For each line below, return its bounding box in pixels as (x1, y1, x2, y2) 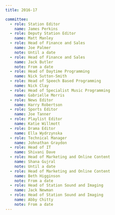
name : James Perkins (14, 26, 58, 31)
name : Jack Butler (14, 59, 53, 64)
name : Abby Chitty (14, 197, 53, 202)
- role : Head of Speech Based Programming (10, 79, 101, 84)
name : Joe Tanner (14, 112, 51, 117)
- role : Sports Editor (10, 107, 58, 112)
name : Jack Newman (14, 187, 53, 193)
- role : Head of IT (10, 145, 51, 150)
